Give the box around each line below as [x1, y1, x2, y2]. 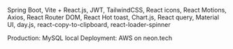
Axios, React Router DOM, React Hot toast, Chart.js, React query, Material [7, 13, 219, 21]
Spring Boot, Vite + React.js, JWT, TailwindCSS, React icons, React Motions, [7, 6, 227, 14]
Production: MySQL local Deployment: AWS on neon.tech [7, 34, 173, 42]
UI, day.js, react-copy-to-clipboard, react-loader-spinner [7, 21, 171, 28]
